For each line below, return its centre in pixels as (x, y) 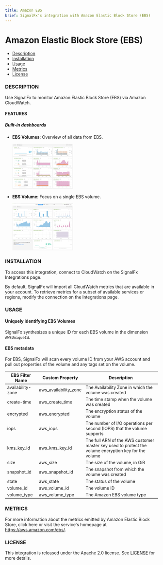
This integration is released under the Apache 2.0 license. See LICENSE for (80, 553)
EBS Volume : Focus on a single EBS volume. (56, 197)
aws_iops (48, 428)
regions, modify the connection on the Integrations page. (62, 297)
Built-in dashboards (26, 125)
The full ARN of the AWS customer (120, 440)
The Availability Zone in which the (119, 387)
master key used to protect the (116, 445)
